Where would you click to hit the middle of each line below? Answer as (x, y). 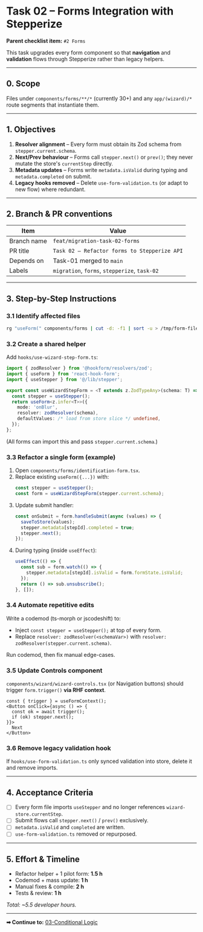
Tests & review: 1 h (38, 893)
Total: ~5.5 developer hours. (41, 905)
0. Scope (23, 84)
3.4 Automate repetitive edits (50, 605)
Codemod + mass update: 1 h (52, 880)
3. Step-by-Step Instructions (61, 298)
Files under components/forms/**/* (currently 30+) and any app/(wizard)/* (99, 98)
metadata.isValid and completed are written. (70, 827)
